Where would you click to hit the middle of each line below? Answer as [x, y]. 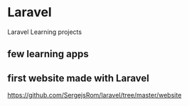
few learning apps [48, 54]
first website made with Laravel [78, 78]
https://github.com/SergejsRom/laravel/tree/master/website [94, 95]
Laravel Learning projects [45, 32]
